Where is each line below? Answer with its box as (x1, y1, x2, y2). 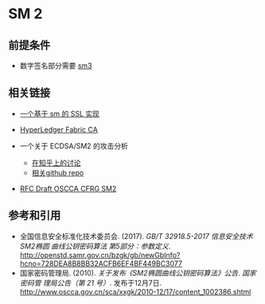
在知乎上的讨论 (31, 158, 81, 167)
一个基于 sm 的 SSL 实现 (19, 109, 100, 118)
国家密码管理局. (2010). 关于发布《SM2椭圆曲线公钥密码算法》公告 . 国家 (19, 267, 256, 278)
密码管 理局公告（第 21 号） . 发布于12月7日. (19, 278, 162, 287)
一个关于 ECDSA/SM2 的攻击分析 (19, 140, 129, 151)
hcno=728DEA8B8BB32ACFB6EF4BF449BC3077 (19, 259, 183, 268)
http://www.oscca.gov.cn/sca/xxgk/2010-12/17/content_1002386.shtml (19, 287, 251, 296)
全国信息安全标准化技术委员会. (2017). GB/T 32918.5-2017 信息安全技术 (19, 231, 253, 241)
